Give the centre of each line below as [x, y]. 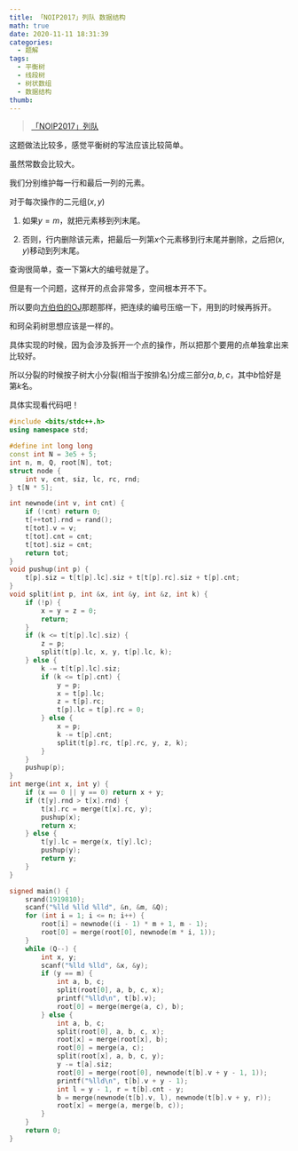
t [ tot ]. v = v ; [51, 528]
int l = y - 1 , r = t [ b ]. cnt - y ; [120, 1089]
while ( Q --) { [51, 949]
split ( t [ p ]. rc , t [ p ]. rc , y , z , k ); [122, 742]
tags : [19, 59]
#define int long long [51, 446]
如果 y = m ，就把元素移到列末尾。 [83, 221]
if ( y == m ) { [67, 973]
